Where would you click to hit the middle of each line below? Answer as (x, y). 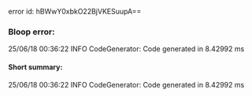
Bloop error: (31, 32)
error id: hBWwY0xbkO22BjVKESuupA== (75, 11)
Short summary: (35, 67)
